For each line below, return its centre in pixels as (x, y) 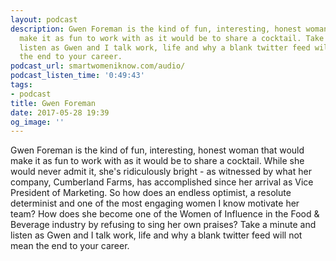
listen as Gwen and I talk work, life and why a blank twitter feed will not (156, 235)
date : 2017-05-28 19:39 (60, 112)
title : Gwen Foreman (53, 103)
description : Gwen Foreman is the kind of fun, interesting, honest (156, 29)
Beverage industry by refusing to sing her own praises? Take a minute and (163, 225)
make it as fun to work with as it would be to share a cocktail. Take (172, 38)
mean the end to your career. (70, 246)
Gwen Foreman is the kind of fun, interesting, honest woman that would (157, 150)
